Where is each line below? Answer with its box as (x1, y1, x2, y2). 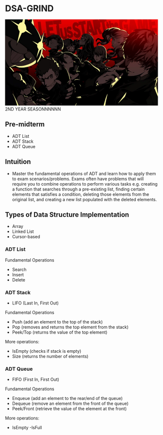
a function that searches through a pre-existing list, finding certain (12, 186, 145, 192)
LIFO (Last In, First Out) (12, 300, 59, 306)
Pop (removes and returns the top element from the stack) (12, 324, 129, 330)
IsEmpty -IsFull (12, 425, 42, 431)
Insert (12, 271, 24, 278)
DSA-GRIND (5, 3, 54, 14)
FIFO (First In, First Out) (12, 377, 60, 382)
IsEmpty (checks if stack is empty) (12, 348, 81, 354)
